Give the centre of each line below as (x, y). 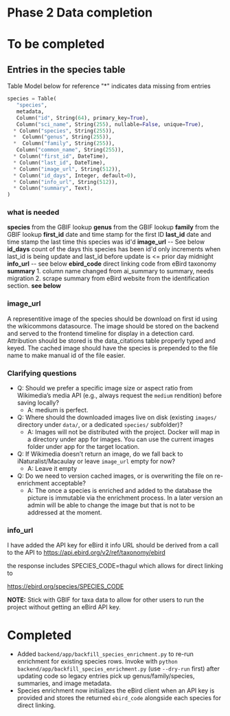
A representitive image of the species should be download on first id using (112, 319)
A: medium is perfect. (58, 410)
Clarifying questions (42, 373)
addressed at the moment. (65, 513)
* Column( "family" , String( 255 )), (64, 144)
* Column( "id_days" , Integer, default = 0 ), (75, 176)
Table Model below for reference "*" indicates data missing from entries (109, 86)
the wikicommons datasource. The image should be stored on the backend (113, 326)
